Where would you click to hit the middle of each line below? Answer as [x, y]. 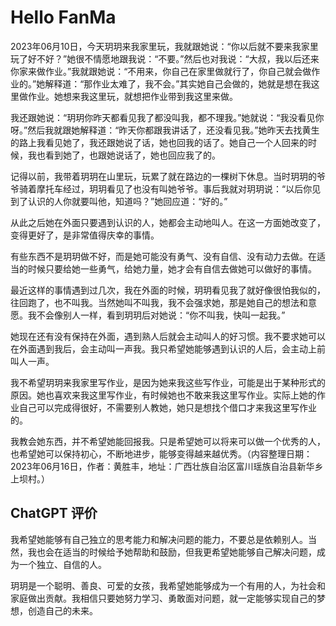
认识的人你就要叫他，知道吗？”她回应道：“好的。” [127, 201]
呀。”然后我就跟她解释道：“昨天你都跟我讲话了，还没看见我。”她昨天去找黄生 [165, 130]
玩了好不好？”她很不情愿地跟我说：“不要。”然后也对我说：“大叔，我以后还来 [165, 58]
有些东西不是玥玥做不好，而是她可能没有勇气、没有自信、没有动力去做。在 [163, 256]
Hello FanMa [63, 17]
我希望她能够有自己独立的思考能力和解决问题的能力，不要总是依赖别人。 [159, 539]
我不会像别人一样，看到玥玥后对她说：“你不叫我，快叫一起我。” [156, 315]
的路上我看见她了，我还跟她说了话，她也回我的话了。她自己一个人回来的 [159, 142]
